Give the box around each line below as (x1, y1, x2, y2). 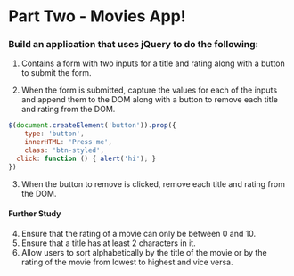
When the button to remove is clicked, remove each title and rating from (20, 178, 286, 189)
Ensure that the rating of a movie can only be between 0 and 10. (20, 228, 257, 239)
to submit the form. (20, 68, 92, 78)
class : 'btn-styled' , (24, 146, 104, 155)
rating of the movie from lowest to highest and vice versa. (20, 256, 233, 267)
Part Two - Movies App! (8, 6, 186, 27)
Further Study (8, 208, 61, 219)
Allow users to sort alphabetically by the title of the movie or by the (20, 247, 268, 257)
